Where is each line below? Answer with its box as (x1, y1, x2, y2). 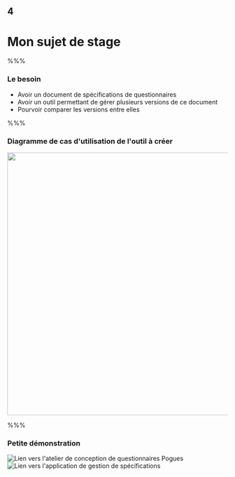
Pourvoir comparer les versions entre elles (17, 105, 140, 113)
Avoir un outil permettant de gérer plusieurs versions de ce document (17, 97, 218, 106)
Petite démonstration (7, 438, 81, 448)
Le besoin (7, 74, 41, 84)
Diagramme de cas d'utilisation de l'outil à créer (7, 136, 173, 146)
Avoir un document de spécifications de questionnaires (17, 90, 177, 99)
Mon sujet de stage (7, 34, 121, 50)
